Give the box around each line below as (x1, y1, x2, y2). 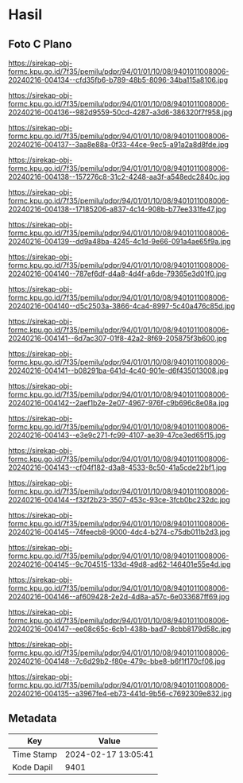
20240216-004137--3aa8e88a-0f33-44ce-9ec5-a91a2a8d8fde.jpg (8, 140, 229, 149)
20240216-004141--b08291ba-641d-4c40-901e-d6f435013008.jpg (8, 366, 229, 375)
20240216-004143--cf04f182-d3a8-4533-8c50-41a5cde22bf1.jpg (8, 463, 227, 472)
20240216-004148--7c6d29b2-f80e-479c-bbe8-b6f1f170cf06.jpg (8, 657, 226, 665)
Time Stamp (12, 749, 58, 760)
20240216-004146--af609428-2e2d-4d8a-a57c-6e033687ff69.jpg (8, 592, 230, 601)
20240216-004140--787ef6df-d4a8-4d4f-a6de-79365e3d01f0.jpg (8, 269, 227, 278)
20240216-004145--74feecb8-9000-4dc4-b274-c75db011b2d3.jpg (8, 527, 230, 537)
